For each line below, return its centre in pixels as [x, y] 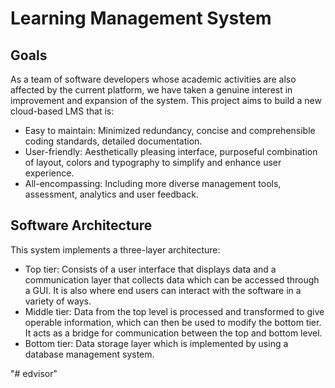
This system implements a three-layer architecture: [115, 249]
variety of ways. [58, 301]
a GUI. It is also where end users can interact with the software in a [163, 290]
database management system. [89, 354]
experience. [49, 173]
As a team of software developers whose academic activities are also [153, 79]
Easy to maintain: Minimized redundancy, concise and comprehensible [170, 130]
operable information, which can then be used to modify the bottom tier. [173, 322]
